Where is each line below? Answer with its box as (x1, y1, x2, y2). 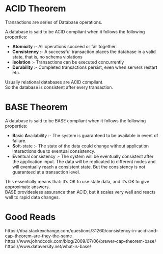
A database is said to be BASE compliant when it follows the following (5, 117, 146, 123)
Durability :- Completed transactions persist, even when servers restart (12, 64, 158, 70)
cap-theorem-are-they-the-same (5, 233, 72, 239)
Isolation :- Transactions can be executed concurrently (12, 59, 124, 65)
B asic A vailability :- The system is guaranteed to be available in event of (12, 132, 159, 138)
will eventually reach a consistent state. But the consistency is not (12, 164, 146, 169)
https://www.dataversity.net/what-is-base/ (5, 243, 92, 249)
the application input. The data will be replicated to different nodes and (12, 158, 156, 165)
